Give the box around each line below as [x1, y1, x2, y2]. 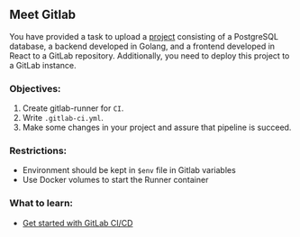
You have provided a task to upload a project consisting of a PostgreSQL [9, 31, 279, 41]
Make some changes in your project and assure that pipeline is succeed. [22, 122, 292, 133]
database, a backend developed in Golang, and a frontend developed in [9, 41, 276, 51]
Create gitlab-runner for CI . [22, 103, 124, 114]
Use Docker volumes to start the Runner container [22, 175, 209, 186]
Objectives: [9, 82, 61, 95]
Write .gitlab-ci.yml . [22, 113, 104, 123]
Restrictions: [9, 144, 68, 157]
